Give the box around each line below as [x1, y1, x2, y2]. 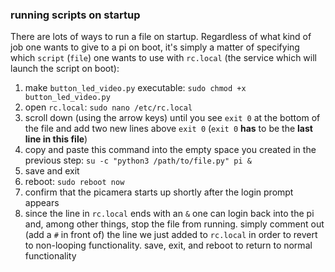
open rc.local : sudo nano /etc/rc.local [24, 101, 193, 113]
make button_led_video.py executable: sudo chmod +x [24, 82, 247, 94]
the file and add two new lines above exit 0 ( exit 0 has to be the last [24, 123, 313, 135]
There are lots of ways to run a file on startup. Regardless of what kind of [10, 31, 312, 43]
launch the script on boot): [10, 63, 120, 75]
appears [24, 197, 60, 209]
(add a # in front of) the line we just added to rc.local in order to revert [24, 229, 318, 241]
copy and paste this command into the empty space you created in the [24, 144, 317, 156]
